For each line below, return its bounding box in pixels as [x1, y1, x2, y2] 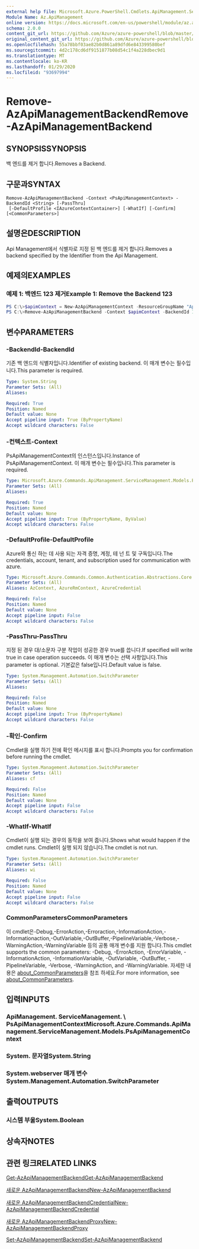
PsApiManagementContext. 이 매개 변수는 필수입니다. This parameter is [6, 460, 176, 467]
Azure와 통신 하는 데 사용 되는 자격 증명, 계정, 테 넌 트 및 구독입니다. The [6, 550, 173, 557]
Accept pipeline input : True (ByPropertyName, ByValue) [6, 516, 147, 522]
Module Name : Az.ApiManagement [6, 14, 84, 20]
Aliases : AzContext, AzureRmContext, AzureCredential [6, 585, 142, 591]
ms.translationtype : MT [6, 53, 65, 59]
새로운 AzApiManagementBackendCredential [6, 1199, 115, 1206]
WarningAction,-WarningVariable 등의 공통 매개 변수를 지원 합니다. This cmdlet [6, 941, 192, 949]
